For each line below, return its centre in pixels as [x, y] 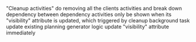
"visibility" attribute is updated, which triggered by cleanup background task [98, 20]
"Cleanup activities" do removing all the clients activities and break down [94, 8]
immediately [21, 33]
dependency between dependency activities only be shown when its [89, 14]
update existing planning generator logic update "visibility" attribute [88, 26]
